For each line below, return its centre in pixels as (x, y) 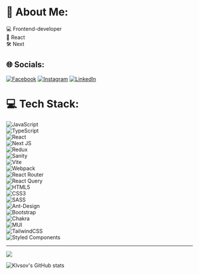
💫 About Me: (37, 12)
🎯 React (16, 37)
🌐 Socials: (25, 65)
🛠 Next (15, 44)
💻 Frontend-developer (34, 28)
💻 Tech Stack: (43, 104)
